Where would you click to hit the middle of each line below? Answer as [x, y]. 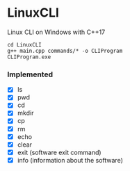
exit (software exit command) [59, 152]
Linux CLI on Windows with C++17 [56, 32]
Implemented [30, 74]
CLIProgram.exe [29, 57]
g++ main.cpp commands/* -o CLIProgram [65, 51]
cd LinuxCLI [24, 44]
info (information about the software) [70, 160]
